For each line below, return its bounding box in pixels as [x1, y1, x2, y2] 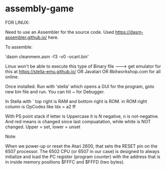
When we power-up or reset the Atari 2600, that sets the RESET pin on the [5, 143, 158, 149]
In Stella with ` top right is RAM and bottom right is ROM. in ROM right [5, 98, 148, 104]
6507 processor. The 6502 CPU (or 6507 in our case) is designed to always [5, 148, 160, 154]
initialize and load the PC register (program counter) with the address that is [5, 154, 161, 160]
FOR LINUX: [5, 19, 30, 25]
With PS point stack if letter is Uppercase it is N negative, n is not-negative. [5, 113, 159, 119]
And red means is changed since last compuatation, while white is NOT [5, 118, 151, 124]
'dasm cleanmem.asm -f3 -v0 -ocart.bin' [5, 53, 89, 60]
